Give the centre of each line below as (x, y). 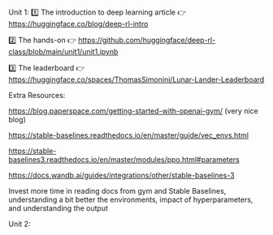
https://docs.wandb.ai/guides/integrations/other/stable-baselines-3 (121, 175)
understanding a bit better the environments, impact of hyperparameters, (131, 199)
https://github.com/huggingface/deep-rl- (147, 40)
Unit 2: (19, 224)
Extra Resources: (37, 95)
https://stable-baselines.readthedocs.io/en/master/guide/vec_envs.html (129, 135)
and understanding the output (58, 208)
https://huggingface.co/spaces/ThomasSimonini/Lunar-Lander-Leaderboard (136, 79)
